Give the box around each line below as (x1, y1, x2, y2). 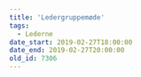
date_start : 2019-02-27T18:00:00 (9, 37, 133, 47)
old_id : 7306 (9, 54, 58, 63)
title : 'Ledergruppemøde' (9, 12, 105, 22)
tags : (9, 21, 29, 30)
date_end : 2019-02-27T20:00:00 (9, 46, 125, 55)
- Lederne (17, 29, 53, 38)
